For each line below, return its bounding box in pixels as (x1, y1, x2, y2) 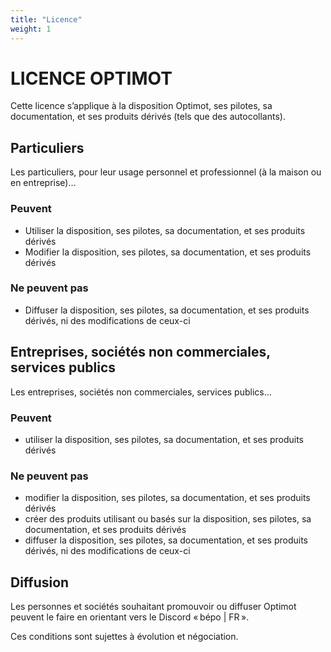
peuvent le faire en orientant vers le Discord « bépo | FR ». (10, 611, 250, 623)
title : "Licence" (10, 14, 83, 25)
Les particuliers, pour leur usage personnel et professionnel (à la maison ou (10, 166, 322, 178)
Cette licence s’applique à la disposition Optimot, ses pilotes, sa (10, 100, 273, 112)
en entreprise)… (10, 177, 77, 189)
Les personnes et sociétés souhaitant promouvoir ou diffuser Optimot (10, 601, 297, 613)
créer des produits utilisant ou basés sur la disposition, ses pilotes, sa (24, 513, 312, 525)
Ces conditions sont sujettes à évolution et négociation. (10, 631, 239, 643)
